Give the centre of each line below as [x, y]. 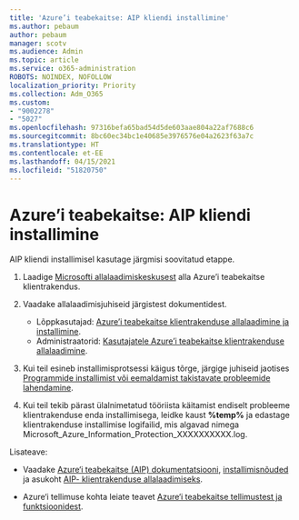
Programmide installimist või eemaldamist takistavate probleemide [146, 378]
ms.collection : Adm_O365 [56, 94]
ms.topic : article [44, 60]
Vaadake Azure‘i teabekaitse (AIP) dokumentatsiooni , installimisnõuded [155, 470]
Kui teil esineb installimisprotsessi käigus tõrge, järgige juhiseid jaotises [156, 368]
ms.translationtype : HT [55, 145]
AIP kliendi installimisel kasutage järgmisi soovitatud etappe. [122, 259]
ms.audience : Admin [46, 52]
